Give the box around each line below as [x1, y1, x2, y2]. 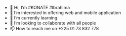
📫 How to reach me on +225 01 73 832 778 [9, 26, 99, 31]
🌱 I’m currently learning [9, 15, 58, 20]
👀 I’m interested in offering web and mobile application [9, 10, 121, 16]
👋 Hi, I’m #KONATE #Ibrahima [9, 5, 70, 10]
